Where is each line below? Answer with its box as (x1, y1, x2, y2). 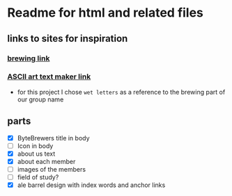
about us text (17, 149, 56, 158)
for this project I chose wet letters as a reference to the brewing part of (17, 88, 226, 96)
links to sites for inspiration (7, 33, 128, 44)
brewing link (7, 54, 50, 63)
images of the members (17, 165, 86, 173)
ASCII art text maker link (7, 72, 91, 81)
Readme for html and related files (7, 5, 204, 21)
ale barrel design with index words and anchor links (17, 181, 166, 189)
